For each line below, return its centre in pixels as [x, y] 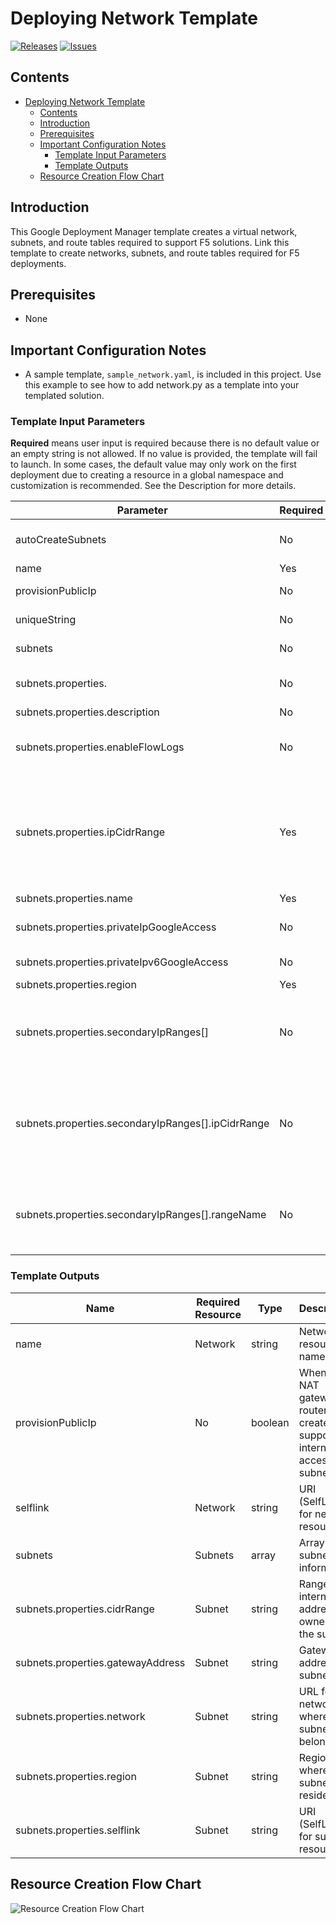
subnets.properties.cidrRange [85, 1609]
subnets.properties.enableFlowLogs [100, 747]
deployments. [38, 263]
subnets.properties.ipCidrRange [90, 832]
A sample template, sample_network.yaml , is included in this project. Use [173, 374]
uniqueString [46, 620]
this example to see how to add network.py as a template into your [162, 385]
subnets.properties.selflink [78, 1830]
